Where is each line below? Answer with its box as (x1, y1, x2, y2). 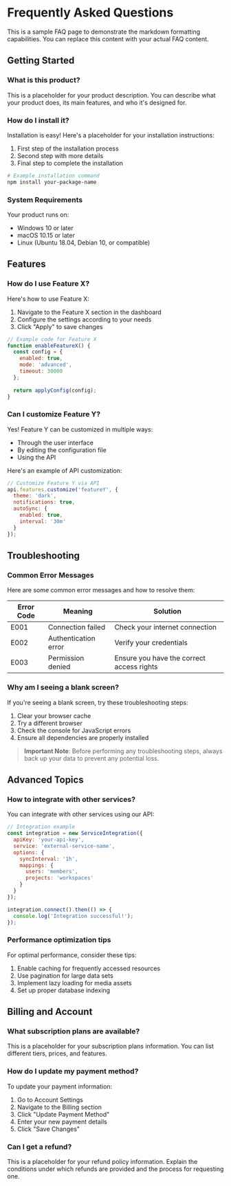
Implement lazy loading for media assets (16, 978, 132, 987)
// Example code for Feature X (7, 335, 97, 343)
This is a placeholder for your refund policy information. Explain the (7, 1157, 198, 1165)
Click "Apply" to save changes (16, 322, 103, 331)
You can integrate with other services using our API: (7, 810, 155, 818)
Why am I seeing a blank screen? (7, 682, 119, 692)
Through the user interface (16, 438, 94, 447)
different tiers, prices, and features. (7, 1049, 108, 1058)
